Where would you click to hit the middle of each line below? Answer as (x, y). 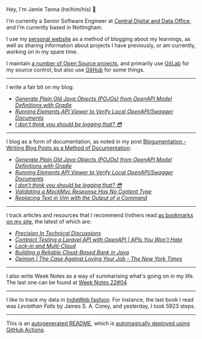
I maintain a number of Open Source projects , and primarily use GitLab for (98, 63)
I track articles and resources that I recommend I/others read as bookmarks (100, 215)
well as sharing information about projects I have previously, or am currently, (101, 45)
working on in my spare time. (42, 52)
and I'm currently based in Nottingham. (55, 27)
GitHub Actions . (26, 330)
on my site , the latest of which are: (49, 221)
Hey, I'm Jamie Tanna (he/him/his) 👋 (51, 9)
